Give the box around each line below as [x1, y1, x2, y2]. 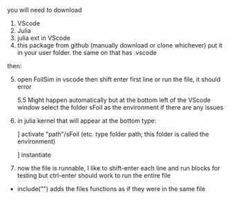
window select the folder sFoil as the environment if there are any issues [17, 103, 224, 111]
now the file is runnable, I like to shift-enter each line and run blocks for [17, 164, 220, 172]
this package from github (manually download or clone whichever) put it [17, 41, 223, 49]
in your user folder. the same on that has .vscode [17, 48, 157, 57]
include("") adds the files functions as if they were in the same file [17, 185, 206, 192]
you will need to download [7, 6, 82, 14]
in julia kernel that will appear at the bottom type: [17, 117, 157, 125]
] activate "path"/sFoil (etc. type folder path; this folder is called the [17, 130, 209, 138]
